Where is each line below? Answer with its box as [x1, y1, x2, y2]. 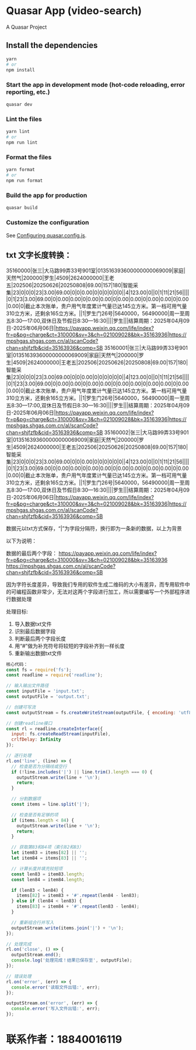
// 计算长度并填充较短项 [11, 865, 63, 871]
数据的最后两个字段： [6, 550, 57, 557]
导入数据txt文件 [14, 620, 52, 628]
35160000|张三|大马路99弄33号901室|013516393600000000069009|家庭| [6, 267, 185, 274]
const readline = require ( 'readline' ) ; [6, 672, 103, 678]
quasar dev [6, 101, 33, 107]
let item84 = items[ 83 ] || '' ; [11, 855, 87, 861]
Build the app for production [6, 192, 87, 200]
